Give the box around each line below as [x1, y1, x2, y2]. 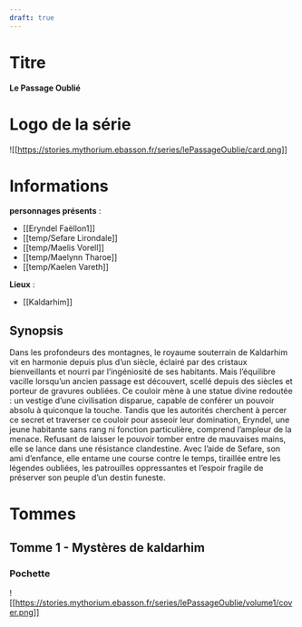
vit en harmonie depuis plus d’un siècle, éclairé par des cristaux [9, 357, 248, 368]
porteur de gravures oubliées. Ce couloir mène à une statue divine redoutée [9, 386, 293, 397]
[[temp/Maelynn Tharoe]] [22, 252, 118, 263]
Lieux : [9, 279, 35, 290]
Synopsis [9, 323, 63, 338]
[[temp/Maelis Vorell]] [22, 242, 104, 254]
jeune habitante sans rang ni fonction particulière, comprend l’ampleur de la [9, 424, 292, 435]
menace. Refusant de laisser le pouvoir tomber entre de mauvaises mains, [9, 434, 287, 445]
